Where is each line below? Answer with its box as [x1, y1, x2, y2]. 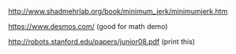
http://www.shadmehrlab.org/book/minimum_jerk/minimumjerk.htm [8, 7, 228, 16]
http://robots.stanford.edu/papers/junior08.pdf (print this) [8, 37, 196, 46]
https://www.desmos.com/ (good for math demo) [8, 22, 168, 31]
